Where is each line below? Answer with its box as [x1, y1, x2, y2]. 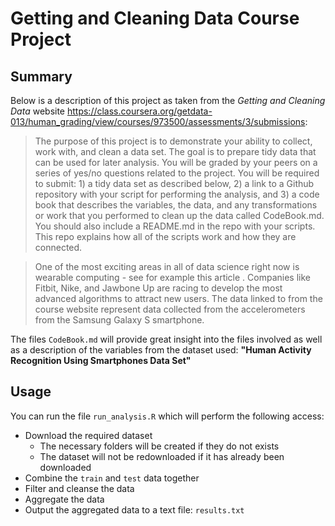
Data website [10, 105, 66, 117]
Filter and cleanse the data [24, 482, 135, 494]
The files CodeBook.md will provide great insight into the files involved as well [10, 333, 323, 345]
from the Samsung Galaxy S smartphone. [34, 314, 205, 326]
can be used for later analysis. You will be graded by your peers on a [34, 157, 318, 168]
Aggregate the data [24, 493, 105, 505]
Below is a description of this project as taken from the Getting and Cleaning [10, 95, 326, 106]
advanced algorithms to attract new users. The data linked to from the [34, 293, 323, 304]
